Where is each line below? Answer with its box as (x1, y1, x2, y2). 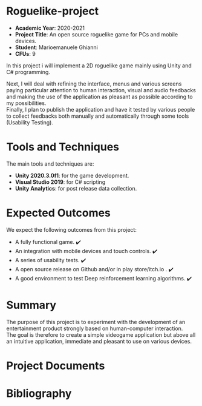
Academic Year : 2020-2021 (15, 24, 85, 32)
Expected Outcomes (6, 206, 111, 220)
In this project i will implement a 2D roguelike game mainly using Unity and (6, 62, 192, 69)
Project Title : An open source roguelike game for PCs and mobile (15, 30, 178, 38)
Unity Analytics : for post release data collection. (15, 184, 137, 192)
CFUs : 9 (15, 50, 36, 57)
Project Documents (6, 359, 105, 373)
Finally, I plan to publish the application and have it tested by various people (6, 106, 195, 113)
